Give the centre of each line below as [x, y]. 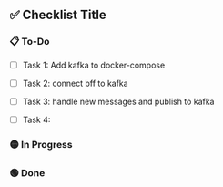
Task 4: [36, 119]
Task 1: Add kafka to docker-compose [94, 65]
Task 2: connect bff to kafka [76, 83]
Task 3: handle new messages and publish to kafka [118, 101]
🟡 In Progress [41, 144]
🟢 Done [27, 172]
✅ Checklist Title [58, 15]
